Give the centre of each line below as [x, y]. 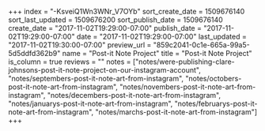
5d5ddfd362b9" [34, 53]
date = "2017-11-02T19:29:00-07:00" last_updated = [161, 36]
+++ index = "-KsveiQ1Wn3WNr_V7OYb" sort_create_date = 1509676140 [127, 11]
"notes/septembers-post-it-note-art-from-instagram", [96, 79]
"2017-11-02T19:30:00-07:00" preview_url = [80, 45]
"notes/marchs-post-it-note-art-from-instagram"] [176, 112]
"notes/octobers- [214, 79]
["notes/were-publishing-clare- [184, 62]
